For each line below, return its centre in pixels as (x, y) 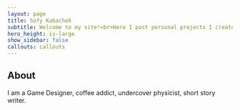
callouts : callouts (36, 47)
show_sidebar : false (38, 40)
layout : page (27, 14)
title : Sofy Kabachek (40, 21)
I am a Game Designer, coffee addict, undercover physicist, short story (111, 92)
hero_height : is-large (41, 34)
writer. (17, 100)
